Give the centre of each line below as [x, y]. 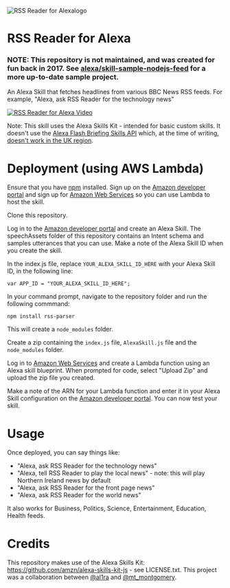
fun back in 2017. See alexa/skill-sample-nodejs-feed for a [106, 69]
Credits [28, 544]
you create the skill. [35, 250]
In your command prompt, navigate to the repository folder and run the [107, 296]
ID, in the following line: [40, 271]
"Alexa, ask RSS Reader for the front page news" [86, 488]
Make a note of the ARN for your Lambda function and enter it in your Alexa [114, 391]
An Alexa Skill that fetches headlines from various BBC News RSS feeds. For [115, 92]
